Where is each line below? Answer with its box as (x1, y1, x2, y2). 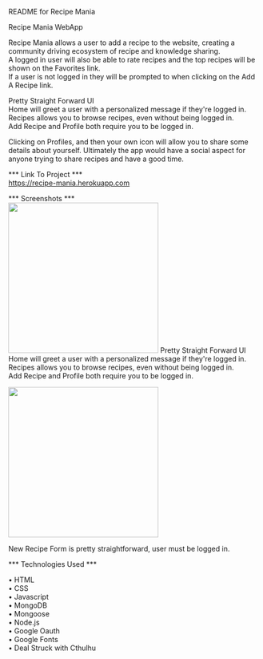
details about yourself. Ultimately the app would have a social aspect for (8, 146, 246, 155)
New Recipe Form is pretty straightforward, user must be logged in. (8, 544, 230, 553)
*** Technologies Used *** (8, 560, 98, 568)
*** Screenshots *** (8, 194, 75, 203)
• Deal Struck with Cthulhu (8, 643, 97, 653)
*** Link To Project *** (8, 170, 82, 179)
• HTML (8, 575, 34, 584)
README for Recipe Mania (8, 7, 96, 16)
